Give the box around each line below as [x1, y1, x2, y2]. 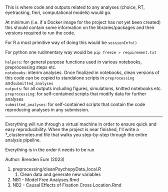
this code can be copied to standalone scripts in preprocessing [5, 75, 135, 80]
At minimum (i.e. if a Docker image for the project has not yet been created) [5, 19, 161, 25]
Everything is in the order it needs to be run [5, 147, 95, 152]
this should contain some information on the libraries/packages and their [5, 24, 155, 30]
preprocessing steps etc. [5, 64, 56, 70]
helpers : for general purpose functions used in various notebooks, [5, 59, 142, 64]
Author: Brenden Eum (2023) [5, 156, 65, 162]
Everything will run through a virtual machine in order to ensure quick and [5, 121, 156, 127]
